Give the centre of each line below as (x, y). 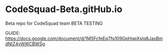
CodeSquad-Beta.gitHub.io (64, 9)
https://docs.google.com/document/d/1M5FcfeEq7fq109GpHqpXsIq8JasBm (84, 38)
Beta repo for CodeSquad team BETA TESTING (54, 23)
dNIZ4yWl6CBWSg (25, 43)
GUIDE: (13, 33)
